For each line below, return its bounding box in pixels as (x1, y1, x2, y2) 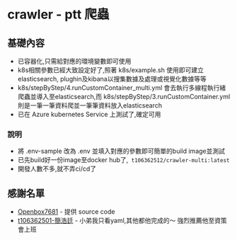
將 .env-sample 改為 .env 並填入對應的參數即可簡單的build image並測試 (17, 147, 225, 156)
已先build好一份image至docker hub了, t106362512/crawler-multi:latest (17, 156, 230, 164)
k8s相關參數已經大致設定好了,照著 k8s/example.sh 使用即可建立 (17, 66, 204, 74)
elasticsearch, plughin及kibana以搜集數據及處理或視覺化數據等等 (17, 75, 207, 83)
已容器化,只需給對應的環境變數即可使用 (17, 57, 132, 65)
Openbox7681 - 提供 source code (17, 207, 115, 216)
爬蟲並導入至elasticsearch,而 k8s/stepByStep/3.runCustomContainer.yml (17, 93, 231, 101)
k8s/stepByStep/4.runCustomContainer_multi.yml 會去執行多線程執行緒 (17, 84, 226, 92)
